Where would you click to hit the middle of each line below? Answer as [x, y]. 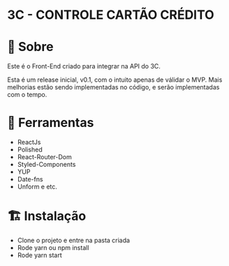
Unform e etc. [37, 187]
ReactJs [29, 142]
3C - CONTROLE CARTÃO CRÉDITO [111, 15]
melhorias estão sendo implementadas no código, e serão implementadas [113, 87]
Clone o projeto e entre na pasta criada [74, 240]
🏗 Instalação [47, 216]
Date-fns [30, 179]
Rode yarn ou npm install [53, 247]
